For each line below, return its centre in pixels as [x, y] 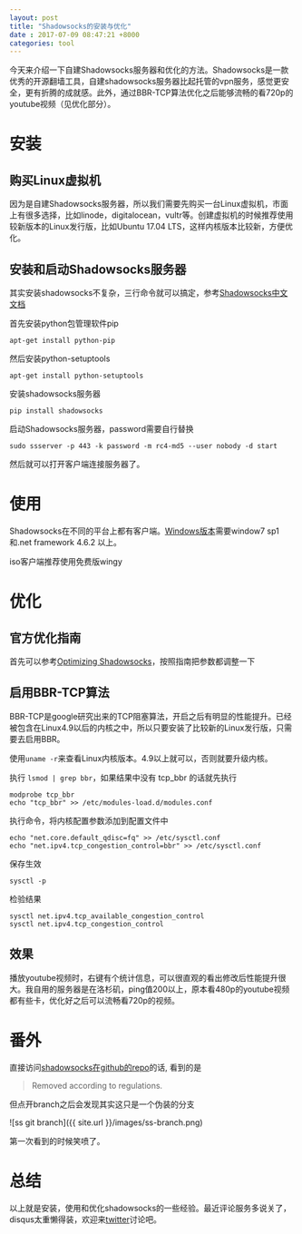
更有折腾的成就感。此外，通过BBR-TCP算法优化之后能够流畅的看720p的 [159, 93]
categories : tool [42, 43]
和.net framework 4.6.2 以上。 [66, 542]
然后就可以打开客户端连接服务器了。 [77, 465]
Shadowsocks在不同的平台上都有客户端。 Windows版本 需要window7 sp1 [144, 531]
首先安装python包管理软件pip [64, 324]
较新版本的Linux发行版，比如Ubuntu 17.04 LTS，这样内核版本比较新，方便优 [151, 227]
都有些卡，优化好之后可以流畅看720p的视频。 [94, 1000]
